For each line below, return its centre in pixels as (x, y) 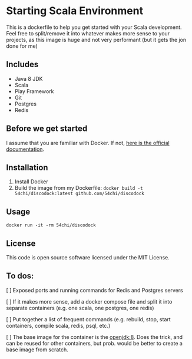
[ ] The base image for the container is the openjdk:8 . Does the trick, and (95, 337)
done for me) (22, 46)
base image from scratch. (37, 350)
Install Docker (31, 182)
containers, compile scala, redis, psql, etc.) (58, 325)
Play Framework (34, 91)
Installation (27, 167)
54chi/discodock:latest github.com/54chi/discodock (79, 194)
